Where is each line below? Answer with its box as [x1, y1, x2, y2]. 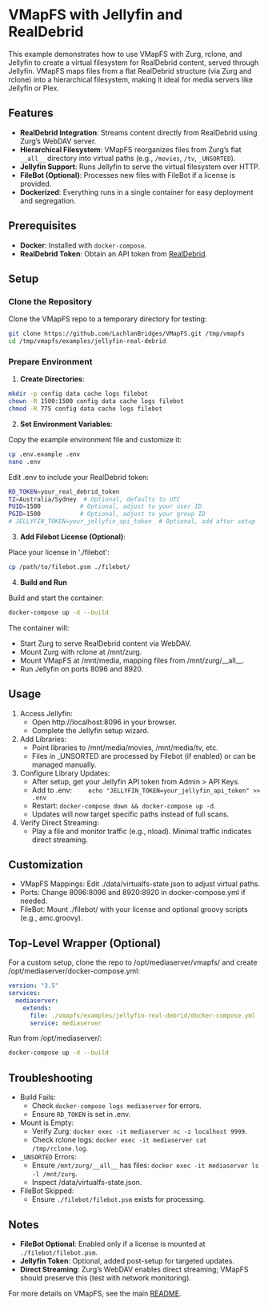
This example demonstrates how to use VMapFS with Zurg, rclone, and [8, 49, 242, 58]
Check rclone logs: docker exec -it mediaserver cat [31, 1135, 207, 1145]
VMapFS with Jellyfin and [8, 6, 183, 24]
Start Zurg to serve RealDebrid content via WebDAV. [19, 639, 192, 648]
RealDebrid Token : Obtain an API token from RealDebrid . [19, 248, 208, 258]
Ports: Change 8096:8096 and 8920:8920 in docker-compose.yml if [19, 888, 246, 897]
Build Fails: [19, 1092, 56, 1102]
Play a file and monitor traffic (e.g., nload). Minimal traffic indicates [31, 826, 252, 836]
